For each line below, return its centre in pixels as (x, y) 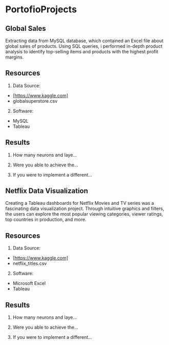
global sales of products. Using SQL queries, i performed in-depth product (84, 46)
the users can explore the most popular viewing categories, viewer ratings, (84, 214)
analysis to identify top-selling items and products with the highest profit (82, 52)
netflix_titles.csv (30, 263)
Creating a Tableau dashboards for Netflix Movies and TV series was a (80, 203)
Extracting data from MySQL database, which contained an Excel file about (84, 41)
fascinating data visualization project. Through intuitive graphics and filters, (85, 208)
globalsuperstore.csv (35, 101)
